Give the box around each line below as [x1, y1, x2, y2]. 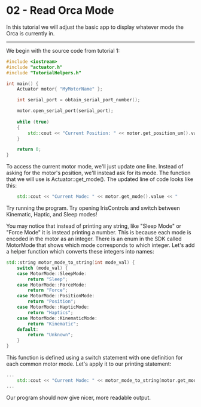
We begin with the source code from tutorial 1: [6, 47, 120, 54]
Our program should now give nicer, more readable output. [6, 394, 151, 401]
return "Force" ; [28, 287, 68, 294]
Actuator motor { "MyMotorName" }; [17, 86, 103, 92]
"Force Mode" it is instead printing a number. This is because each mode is [6, 229, 191, 236]
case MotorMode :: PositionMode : [17, 293, 95, 299]
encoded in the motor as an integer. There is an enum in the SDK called [6, 235, 182, 243]
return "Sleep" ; [28, 276, 68, 282]
